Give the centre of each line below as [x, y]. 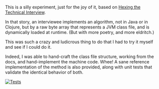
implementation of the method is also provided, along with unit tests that [79, 67]
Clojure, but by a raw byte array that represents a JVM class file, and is [77, 27]
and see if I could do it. [28, 47]
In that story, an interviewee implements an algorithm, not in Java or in [77, 22]
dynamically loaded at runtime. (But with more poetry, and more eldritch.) [80, 32]
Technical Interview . [25, 12]
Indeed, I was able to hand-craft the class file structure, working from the [79, 57]
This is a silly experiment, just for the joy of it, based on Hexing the [73, 7]
